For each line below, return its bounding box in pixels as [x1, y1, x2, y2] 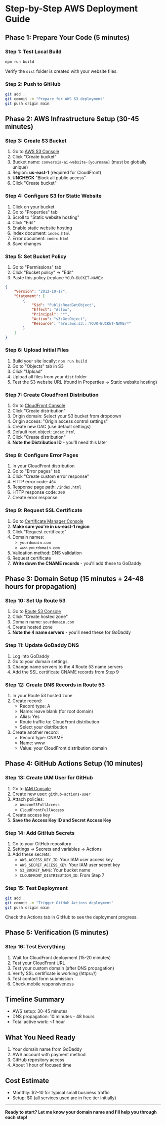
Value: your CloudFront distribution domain [19, 745, 107, 751]
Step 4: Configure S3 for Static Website [5, 193, 102, 200]
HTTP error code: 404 [12, 479, 56, 485]
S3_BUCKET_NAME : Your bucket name [19, 867, 90, 873]
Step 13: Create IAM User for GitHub [5, 774, 93, 781]
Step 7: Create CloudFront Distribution [5, 391, 99, 398]
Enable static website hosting [12, 225, 73, 231]
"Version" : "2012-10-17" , [14, 289, 68, 294]
